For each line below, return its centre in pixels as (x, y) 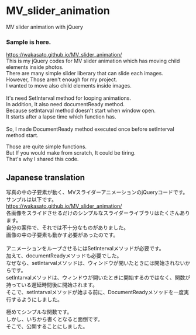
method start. (23, 135)
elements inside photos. (35, 67)
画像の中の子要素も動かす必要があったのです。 (62, 235)
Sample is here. (29, 42)
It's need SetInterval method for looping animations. (69, 98)
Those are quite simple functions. (46, 146)
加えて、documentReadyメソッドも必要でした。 (64, 256)
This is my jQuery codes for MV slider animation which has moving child (93, 61)
